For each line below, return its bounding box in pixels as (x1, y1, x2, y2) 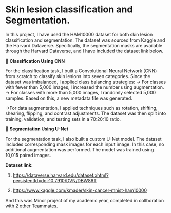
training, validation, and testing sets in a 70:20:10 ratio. (5, 115, 121, 122)
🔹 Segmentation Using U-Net (5, 126, 68, 132)
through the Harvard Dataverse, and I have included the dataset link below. (5, 48, 164, 54)
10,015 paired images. (5, 152, 51, 158)
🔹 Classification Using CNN (5, 57, 65, 64)
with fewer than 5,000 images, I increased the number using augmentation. (5, 84, 164, 90)
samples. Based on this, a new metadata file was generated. (5, 95, 132, 101)
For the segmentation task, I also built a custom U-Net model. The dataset (5, 135, 162, 142)
